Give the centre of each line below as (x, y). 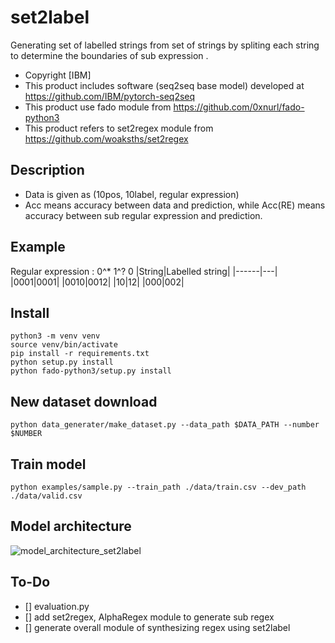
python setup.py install (62, 362)
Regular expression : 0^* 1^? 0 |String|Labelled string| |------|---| (144, 271)
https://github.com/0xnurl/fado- (239, 107)
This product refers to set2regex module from (119, 128)
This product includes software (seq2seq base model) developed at (164, 85)
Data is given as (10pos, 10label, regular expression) (132, 194)
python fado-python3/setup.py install (91, 371)
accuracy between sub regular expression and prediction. (143, 215)
